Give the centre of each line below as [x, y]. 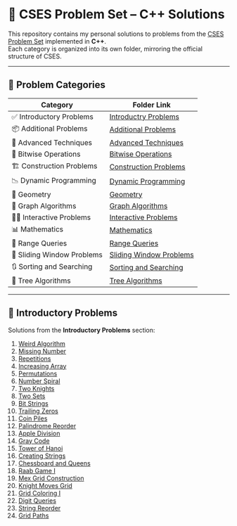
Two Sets [32, 396]
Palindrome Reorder [47, 425]
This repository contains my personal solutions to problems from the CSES [116, 34]
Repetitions [34, 359]
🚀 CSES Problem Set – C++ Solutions [116, 14]
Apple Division [39, 433]
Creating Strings [42, 456]
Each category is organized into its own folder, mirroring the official [105, 49]
